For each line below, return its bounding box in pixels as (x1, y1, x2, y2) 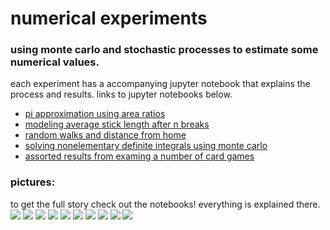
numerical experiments (10, 7, 208, 30)
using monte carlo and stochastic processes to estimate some (10, 43, 319, 57)
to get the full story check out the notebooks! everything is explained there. (10, 198, 321, 210)
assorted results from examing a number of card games (24, 150, 255, 162)
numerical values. (10, 55, 100, 69)
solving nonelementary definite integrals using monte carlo (24, 140, 268, 152)
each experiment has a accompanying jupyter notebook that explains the (10, 78, 311, 90)
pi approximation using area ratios (24, 108, 166, 120)
